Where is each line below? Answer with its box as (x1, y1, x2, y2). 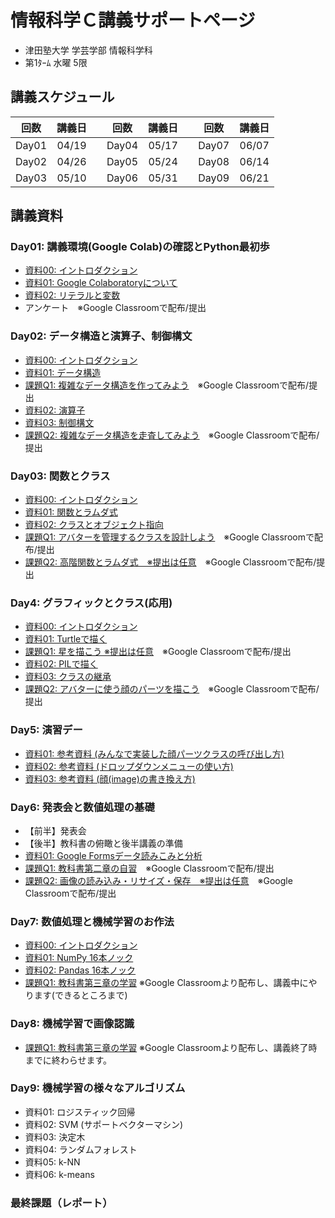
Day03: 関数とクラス (10, 469, 111, 483)
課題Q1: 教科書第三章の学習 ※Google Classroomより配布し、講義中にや (24, 977, 318, 989)
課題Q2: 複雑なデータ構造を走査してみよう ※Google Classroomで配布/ (24, 429, 320, 441)
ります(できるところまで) (24, 989, 128, 1001)
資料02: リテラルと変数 (24, 289, 121, 301)
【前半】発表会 (24, 824, 87, 836)
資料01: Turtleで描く (24, 633, 108, 645)
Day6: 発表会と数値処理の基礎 (10, 800, 155, 814)
